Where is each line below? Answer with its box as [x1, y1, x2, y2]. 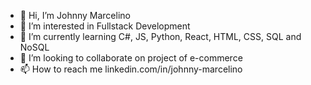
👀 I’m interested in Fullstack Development [19, 20, 191, 32]
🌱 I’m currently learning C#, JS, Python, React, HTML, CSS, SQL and [19, 31, 302, 42]
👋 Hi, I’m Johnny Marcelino [19, 10, 131, 21]
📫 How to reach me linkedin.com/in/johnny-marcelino [19, 63, 243, 75]
